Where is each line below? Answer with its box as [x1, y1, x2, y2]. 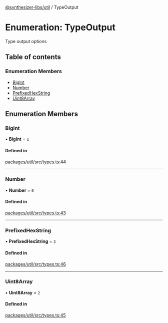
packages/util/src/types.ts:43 [5, 210, 66, 216]
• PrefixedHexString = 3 [5, 238, 56, 244]
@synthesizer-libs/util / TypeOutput [5, 5, 78, 10]
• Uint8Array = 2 [5, 289, 40, 295]
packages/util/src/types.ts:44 [5, 159, 66, 165]
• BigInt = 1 [5, 136, 29, 142]
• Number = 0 [5, 187, 34, 193]
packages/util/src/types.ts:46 [5, 261, 66, 267]
